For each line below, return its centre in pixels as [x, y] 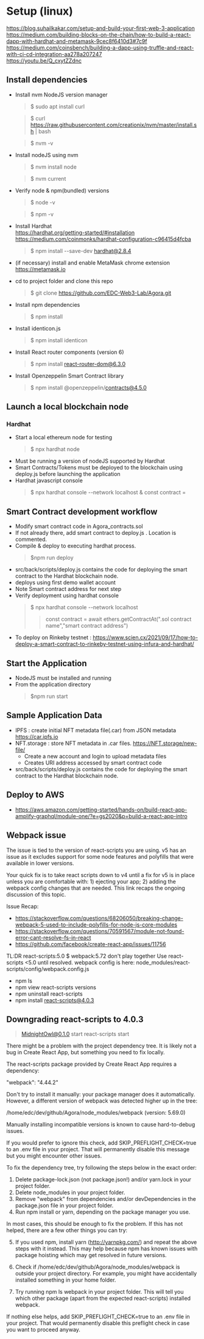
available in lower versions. [40, 863]
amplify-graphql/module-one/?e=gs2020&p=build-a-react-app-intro [101, 816]
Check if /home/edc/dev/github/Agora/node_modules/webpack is [98, 1267]
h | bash [40, 131]
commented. [31, 540]
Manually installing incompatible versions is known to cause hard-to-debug [101, 1124]
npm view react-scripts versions [55, 987]
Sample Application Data [54, 715]
